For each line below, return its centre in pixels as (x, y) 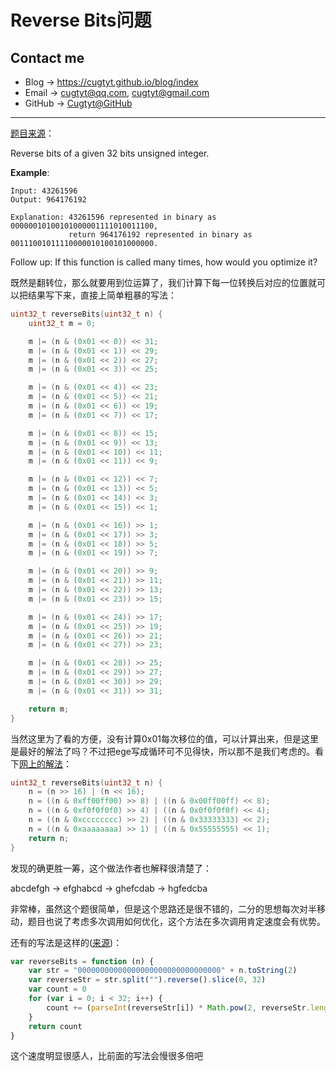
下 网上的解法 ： (41, 763)
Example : (30, 172)
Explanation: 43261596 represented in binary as (113, 217)
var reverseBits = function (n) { (82, 961)
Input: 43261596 (44, 191)
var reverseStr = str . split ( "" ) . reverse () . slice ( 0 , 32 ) (147, 980)
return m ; (49, 709)
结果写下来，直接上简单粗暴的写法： (102, 295)
